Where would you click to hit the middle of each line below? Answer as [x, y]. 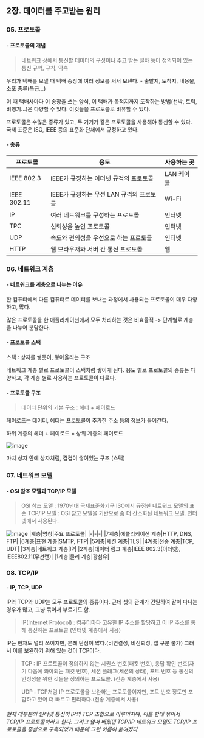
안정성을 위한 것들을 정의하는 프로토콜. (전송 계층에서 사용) [90, 678]
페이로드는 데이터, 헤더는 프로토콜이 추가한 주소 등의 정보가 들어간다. [87, 420]
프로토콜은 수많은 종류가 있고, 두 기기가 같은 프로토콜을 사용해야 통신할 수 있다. [99, 122]
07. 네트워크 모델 [29, 476]
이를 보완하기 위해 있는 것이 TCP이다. [57, 650]
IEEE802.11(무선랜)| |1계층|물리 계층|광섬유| [58, 557]
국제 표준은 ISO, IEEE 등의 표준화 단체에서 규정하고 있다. [73, 129]
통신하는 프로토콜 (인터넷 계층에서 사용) [74, 630]
